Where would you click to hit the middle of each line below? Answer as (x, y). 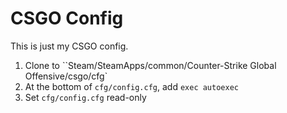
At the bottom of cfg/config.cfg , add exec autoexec (131, 86)
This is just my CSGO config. (69, 46)
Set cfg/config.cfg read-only (85, 97)
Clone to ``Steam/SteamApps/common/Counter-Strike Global (150, 65)
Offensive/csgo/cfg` (66, 76)
